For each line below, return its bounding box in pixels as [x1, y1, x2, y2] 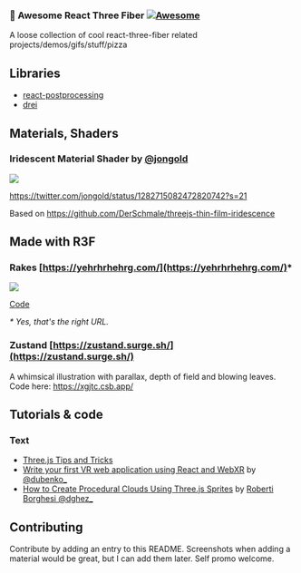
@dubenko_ [22, 474, 68, 485]
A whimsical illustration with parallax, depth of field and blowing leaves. [9, 371, 277, 382]
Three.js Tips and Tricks [22, 454, 113, 466]
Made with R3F [9, 234, 96, 249]
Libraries [9, 65, 61, 81]
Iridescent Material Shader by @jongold [9, 152, 189, 165]
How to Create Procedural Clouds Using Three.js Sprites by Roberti [22, 483, 274, 494]
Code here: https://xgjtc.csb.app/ [9, 381, 134, 392]
